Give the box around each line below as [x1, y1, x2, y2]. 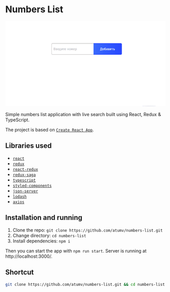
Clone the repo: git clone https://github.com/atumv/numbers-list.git [12, 227, 163, 233]
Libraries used [5, 142, 52, 150]
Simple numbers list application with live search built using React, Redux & [5, 111, 161, 117]
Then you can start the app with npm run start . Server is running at [5, 248, 147, 254]
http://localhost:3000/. [5, 253, 52, 259]
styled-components [12, 183, 52, 188]
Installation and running [5, 213, 82, 222]
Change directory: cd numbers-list [12, 232, 87, 238]
